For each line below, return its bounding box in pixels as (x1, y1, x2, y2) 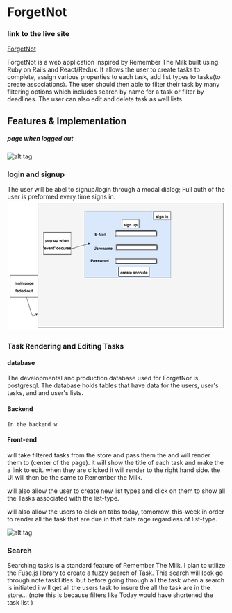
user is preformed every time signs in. (7, 192, 116, 201)
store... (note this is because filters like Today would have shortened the (7, 591, 214, 599)
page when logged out (7, 135, 74, 143)
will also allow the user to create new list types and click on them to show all (7, 487, 226, 495)
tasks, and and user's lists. (7, 389, 83, 397)
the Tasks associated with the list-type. (7, 494, 119, 502)
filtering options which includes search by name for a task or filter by (7, 87, 204, 96)
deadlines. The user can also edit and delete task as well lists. (7, 95, 184, 103)
